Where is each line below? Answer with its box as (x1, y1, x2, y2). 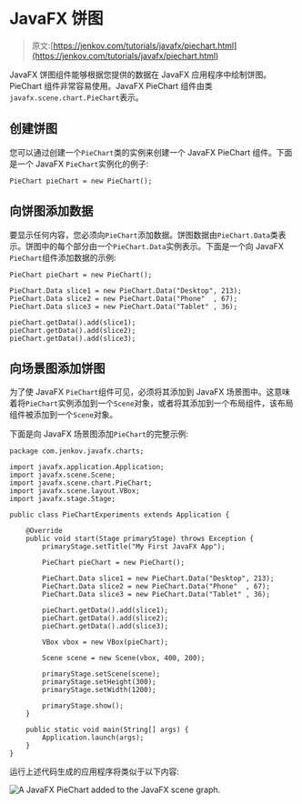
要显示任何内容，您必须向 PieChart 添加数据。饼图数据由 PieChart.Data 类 (9, 229, 279, 240)
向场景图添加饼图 (9, 360, 106, 376)
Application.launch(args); (42, 733, 145, 742)
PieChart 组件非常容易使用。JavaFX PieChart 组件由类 (9, 80, 213, 91)
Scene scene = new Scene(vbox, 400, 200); (42, 654, 206, 663)
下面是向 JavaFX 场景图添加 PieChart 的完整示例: (9, 428, 189, 439)
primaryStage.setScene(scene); (42, 669, 161, 678)
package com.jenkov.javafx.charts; (9, 447, 145, 456)
